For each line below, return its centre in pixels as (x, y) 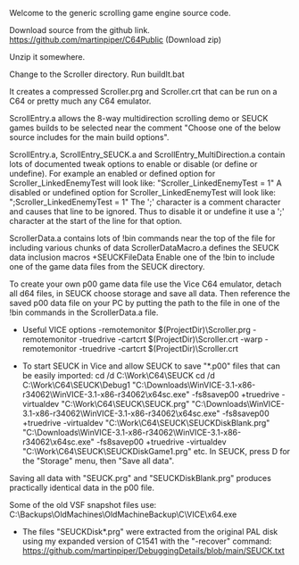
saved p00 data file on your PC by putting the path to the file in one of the (145, 303)
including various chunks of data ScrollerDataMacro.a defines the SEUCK (144, 248)
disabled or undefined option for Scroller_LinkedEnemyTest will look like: (143, 192)
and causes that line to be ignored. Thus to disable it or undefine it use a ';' (147, 212)
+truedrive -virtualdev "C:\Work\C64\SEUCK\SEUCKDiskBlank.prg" (146, 423)
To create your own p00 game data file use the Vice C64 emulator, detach (145, 284)
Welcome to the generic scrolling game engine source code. (120, 13)
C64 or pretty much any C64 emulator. (80, 101)
